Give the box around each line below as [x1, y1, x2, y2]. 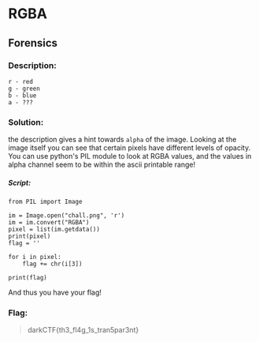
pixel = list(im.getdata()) [8, 226, 101, 234]
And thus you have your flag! [8, 288, 102, 297]
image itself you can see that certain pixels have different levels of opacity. [8, 143, 251, 152]
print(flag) [8, 274, 47, 282]
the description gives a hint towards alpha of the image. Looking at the [8, 135, 237, 145]
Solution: [8, 116, 44, 127]
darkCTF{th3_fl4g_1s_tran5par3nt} [27, 325, 139, 335]
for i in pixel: [8, 254, 61, 261]
